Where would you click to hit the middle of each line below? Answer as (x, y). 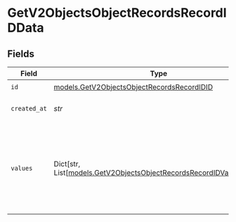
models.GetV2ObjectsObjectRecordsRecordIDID (133, 87)
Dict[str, (67, 164)
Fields (21, 54)
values (22, 168)
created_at (29, 109)
